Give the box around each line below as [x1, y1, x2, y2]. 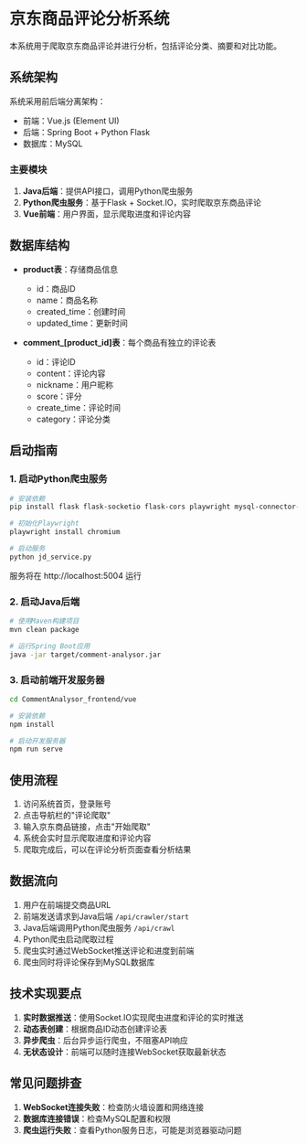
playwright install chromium [9, 528, 121, 537]
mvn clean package [9, 625, 79, 634]
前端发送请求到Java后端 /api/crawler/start [22, 911, 189, 922]
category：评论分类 [36, 413, 111, 424]
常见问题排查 [9, 1075, 82, 1091]
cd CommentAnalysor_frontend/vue [9, 694, 137, 704]
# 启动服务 [9, 544, 46, 553]
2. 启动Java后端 [9, 595, 80, 608]
